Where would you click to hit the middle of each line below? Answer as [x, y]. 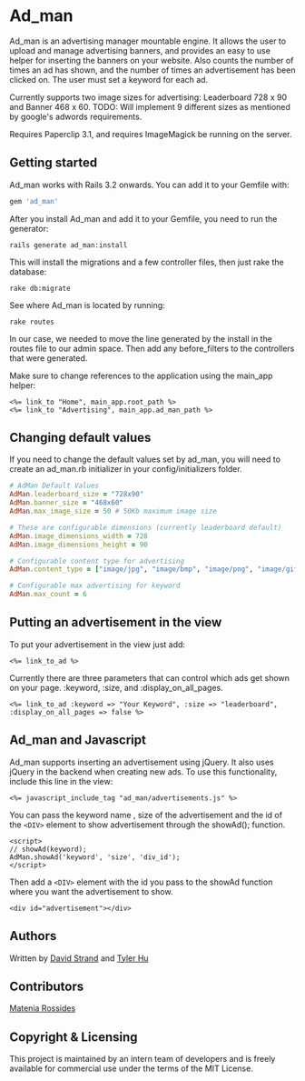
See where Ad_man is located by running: [87, 305]
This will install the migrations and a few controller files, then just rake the [147, 262]
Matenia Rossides [43, 1008]
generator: [29, 228]
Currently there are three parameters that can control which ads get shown [150, 677]
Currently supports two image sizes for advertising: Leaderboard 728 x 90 [148, 97]
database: [28, 271]
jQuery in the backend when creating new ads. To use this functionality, [143, 771]
